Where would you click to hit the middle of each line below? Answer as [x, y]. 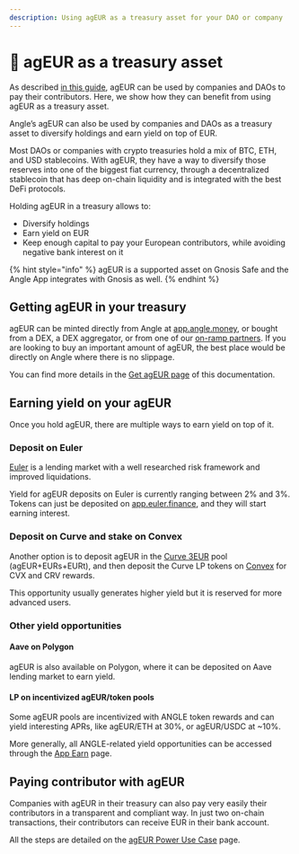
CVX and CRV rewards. [52, 575]
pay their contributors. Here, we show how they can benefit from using [140, 96]
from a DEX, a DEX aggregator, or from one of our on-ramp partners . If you [148, 339]
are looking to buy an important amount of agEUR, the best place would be [147, 348]
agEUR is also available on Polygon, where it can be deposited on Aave [141, 666]
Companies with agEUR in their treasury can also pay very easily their [138, 803]
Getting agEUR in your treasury [98, 307]
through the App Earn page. [61, 753]
